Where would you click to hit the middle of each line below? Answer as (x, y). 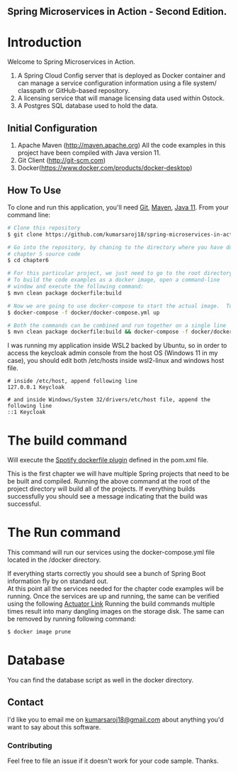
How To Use (34, 190)
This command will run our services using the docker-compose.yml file (111, 553)
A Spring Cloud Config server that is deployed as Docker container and (121, 76)
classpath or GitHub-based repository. (74, 91)
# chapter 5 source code (44, 254)
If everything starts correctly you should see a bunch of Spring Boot (107, 574)
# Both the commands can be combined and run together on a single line (117, 325)
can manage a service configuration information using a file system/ (117, 83)
